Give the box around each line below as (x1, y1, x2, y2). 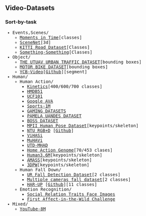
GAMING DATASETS (27, 108, 66, 114)
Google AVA (27, 98, 53, 104)
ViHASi (27, 132, 43, 138)
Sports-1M (27, 103, 51, 109)
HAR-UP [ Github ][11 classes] (27, 181, 97, 187)
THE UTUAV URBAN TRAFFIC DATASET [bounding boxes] (19, 59, 142, 65)
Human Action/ (19, 78, 54, 84)
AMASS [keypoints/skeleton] (27, 157, 92, 163)
